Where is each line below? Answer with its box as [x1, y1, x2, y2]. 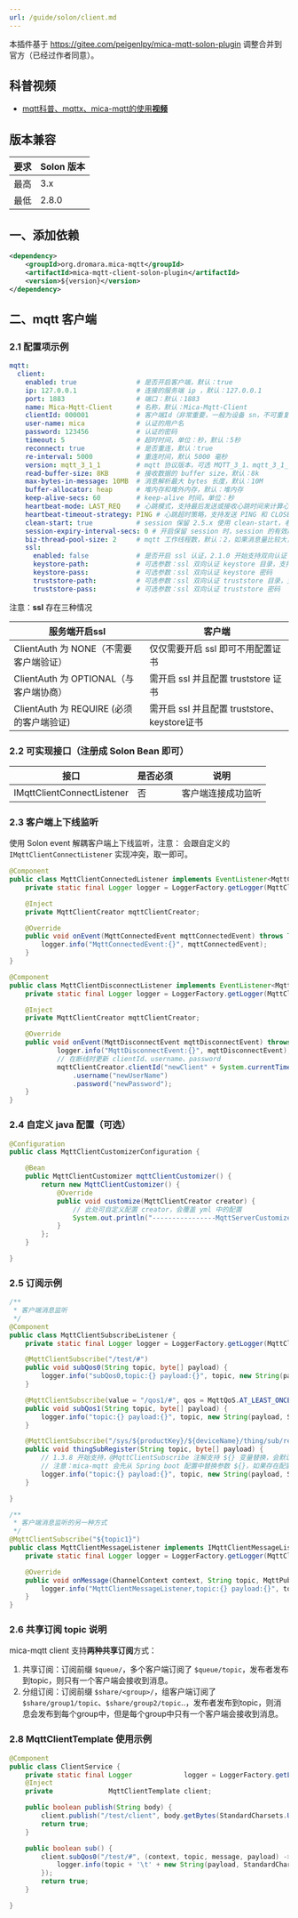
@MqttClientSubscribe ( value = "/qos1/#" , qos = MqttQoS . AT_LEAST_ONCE [25, 1396, 292, 1405]
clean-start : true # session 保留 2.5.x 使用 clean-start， [25, 518, 286, 528]
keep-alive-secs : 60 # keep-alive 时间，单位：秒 [25, 494, 235, 503]
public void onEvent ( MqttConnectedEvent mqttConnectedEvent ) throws [25, 931, 284, 941]
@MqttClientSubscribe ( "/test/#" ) [25, 1355, 149, 1364]
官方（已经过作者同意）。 [9, 50, 99, 60]
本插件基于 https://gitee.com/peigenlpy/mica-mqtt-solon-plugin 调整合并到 [9, 38, 282, 49]
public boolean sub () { [25, 1843, 114, 1853]
